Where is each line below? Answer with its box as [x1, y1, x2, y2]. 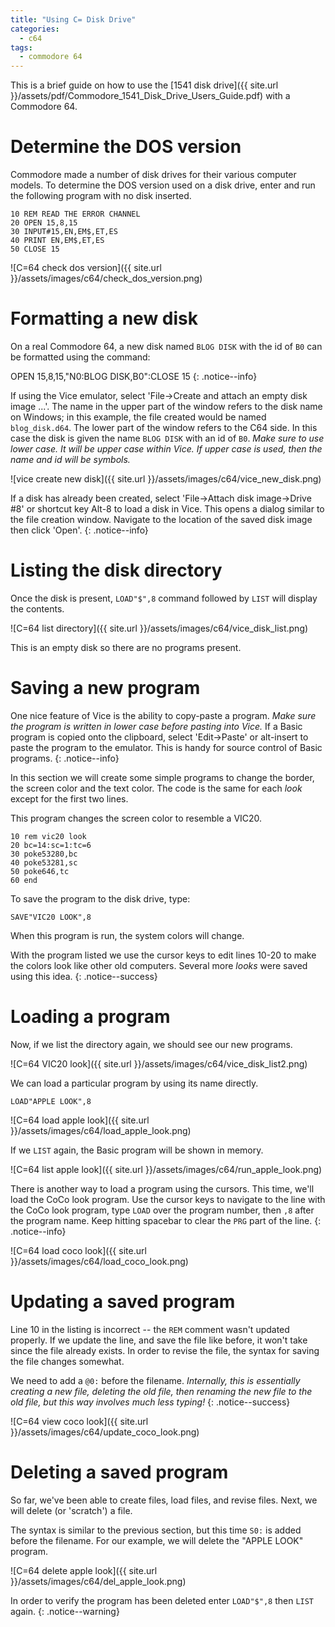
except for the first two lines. [10, 792, 129, 805]
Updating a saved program [10, 1291, 236, 1313]
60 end [10, 875, 38, 885]
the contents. [10, 602, 65, 615]
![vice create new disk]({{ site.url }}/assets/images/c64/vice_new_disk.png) [10, 473, 322, 485]
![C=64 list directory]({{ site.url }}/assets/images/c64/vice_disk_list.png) [10, 622, 309, 634]
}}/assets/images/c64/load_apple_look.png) [10, 1124, 192, 1136]
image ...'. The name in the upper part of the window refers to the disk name [10, 401, 323, 412]
